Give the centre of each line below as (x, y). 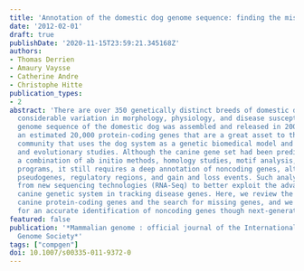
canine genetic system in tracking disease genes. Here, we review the (156, 194)
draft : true (32, 34)
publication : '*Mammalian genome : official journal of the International (153, 228)
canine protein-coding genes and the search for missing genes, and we (156, 203)
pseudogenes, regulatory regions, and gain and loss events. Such (145, 177)
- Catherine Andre (44, 77)
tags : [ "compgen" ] (44, 245)
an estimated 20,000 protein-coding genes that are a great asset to (151, 135)
